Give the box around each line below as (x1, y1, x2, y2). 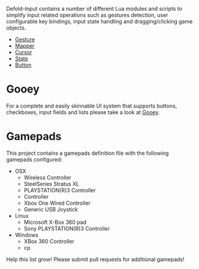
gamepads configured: (6, 156, 63, 163)
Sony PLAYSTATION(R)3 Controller (23, 225, 110, 232)
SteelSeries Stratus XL (23, 180, 80, 187)
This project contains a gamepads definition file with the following (6, 150, 169, 157)
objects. (6, 24, 26, 31)
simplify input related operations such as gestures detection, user (6, 11, 168, 19)
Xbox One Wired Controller (23, 199, 91, 207)
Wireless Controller (23, 174, 72, 181)
